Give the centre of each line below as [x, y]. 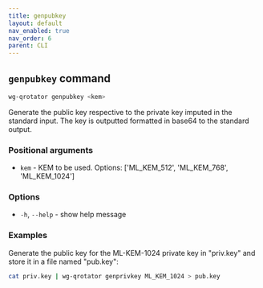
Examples [28, 236]
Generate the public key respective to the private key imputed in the [120, 112]
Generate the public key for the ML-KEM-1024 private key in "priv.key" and [132, 253]
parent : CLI [28, 46]
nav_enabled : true [39, 31]
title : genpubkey [37, 16]
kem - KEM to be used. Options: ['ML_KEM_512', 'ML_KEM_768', [124, 168]
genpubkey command [59, 78]
